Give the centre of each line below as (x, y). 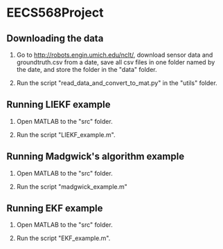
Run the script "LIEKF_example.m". (66, 135)
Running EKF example (55, 209)
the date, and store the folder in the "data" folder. (87, 70)
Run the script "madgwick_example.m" (72, 186)
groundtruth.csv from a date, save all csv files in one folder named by (116, 62)
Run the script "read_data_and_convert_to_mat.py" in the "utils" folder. (117, 83)
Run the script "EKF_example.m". (63, 238)
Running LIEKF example (59, 105)
